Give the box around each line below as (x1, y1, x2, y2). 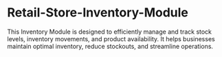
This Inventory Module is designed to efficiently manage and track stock (7, 27, 212, 36)
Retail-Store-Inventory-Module (7, 5, 189, 21)
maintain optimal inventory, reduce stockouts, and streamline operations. (7, 42, 214, 50)
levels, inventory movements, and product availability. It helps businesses (7, 34, 215, 43)
